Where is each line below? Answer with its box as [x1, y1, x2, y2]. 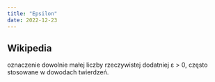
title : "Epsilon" [7, 10, 58, 17]
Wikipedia [7, 42, 52, 54]
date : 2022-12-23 [7, 17, 58, 24]
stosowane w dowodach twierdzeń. [7, 68, 109, 76]
